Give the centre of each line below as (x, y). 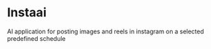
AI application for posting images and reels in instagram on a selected (105, 31)
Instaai (27, 13)
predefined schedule (37, 38)
